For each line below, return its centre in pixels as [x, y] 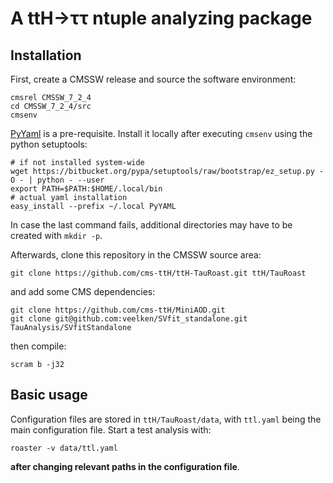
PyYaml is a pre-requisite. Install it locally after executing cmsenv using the [161, 133]
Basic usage [49, 395]
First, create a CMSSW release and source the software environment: [153, 79]
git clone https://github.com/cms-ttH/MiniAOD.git [118, 310]
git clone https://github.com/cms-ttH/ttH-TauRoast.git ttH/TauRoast [158, 273]
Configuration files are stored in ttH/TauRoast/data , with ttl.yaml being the [166, 419]
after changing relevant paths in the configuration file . [125, 466]
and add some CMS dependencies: [83, 291]
